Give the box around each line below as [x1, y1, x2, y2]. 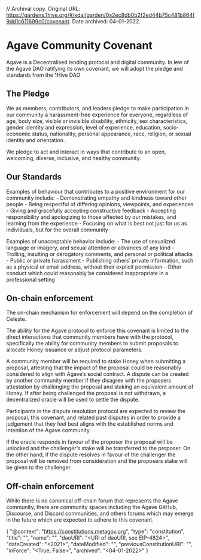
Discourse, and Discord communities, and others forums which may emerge [6, 510, 194, 517]
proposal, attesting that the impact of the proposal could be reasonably [6, 364, 182, 371]
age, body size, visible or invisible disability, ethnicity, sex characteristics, [6, 117, 188, 125]
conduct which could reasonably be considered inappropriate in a [6, 269, 169, 276]
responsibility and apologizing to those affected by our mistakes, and [6, 213, 176, 221]
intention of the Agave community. [6, 427, 92, 434]
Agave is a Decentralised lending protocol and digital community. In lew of [6, 58, 190, 65]
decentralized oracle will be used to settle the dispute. [6, 396, 140, 404]
